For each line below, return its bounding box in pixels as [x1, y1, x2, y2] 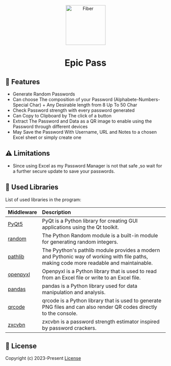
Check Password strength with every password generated [12, 107, 135, 113]
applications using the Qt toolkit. [42, 224, 119, 231]
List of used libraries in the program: [5, 197, 81, 203]
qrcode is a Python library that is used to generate [42, 297, 162, 304]
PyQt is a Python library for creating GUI [42, 217, 138, 224]
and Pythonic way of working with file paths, [42, 253, 149, 260]
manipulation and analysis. [42, 288, 106, 296]
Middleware [8, 208, 37, 215]
